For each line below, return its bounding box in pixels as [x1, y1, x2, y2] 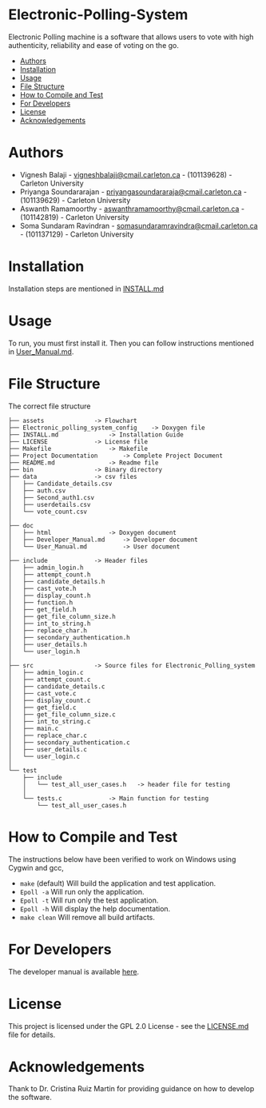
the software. [8, 1093, 52, 1102]
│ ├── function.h [8, 598, 73, 607]
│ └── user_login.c [8, 752, 81, 760]
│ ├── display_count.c [8, 696, 91, 704]
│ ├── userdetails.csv [8, 500, 91, 508]
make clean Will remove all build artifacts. [19, 912, 156, 922]
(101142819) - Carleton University [19, 212, 129, 221]
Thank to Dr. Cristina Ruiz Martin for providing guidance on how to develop [8, 1084, 255, 1094]
